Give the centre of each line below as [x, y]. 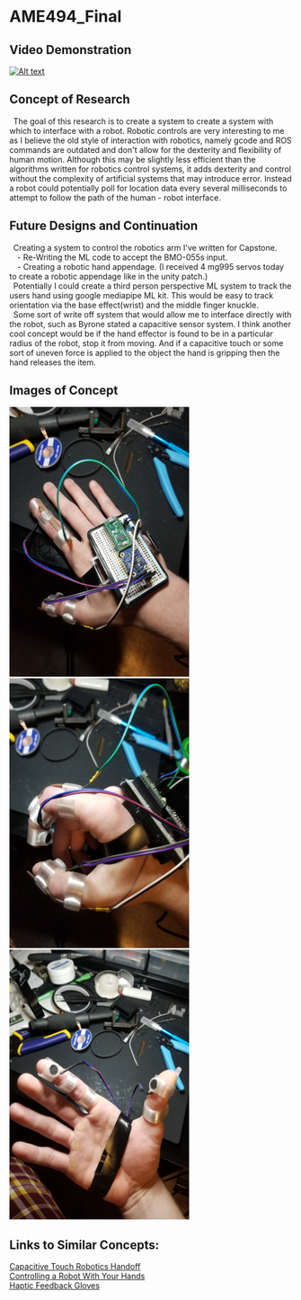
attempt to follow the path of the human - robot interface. [115, 197]
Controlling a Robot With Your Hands [77, 1276]
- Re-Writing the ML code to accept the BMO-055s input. [123, 257]
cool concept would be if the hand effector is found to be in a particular [142, 334]
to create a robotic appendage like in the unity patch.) [109, 276]
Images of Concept [64, 391]
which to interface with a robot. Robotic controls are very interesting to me [147, 130]
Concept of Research [70, 99]
